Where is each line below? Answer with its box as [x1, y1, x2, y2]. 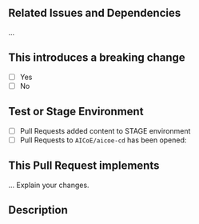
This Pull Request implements [8, 159, 160, 173]
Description [8, 203, 68, 217]
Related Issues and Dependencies [8, 6, 181, 20]
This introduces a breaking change [8, 51, 185, 65]
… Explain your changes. [8, 180, 90, 190]
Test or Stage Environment [8, 105, 144, 118]
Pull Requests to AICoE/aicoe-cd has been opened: [19, 135, 187, 145]
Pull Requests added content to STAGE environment [19, 126, 191, 135]
